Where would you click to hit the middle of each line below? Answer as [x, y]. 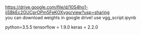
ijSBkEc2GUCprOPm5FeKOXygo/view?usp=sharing [57, 12]
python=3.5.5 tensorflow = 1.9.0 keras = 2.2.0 [52, 27]
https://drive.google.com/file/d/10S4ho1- [47, 7]
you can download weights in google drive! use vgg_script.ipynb [71, 17]
